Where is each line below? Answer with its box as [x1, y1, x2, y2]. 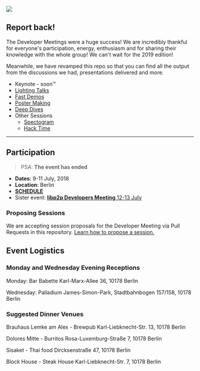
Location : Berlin [14, 181, 55, 188]
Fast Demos [14, 93, 45, 100]
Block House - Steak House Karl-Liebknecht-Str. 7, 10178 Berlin [6, 358, 161, 365]
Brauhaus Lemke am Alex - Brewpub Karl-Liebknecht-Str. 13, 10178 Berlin [6, 323, 186, 331]
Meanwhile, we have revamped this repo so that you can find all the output [6, 63, 189, 70]
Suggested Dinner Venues [6, 310, 84, 318]
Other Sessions [14, 112, 53, 119]
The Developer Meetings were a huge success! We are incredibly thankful [6, 38, 187, 45]
